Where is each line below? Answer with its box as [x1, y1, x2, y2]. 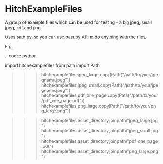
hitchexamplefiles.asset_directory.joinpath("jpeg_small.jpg [41, 128, 158, 133]
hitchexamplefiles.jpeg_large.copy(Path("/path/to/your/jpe [41, 72, 158, 77]
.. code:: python [5, 53, 37, 59]
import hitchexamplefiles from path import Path [5, 62, 100, 68]
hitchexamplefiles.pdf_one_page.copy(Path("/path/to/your [41, 92, 158, 98]
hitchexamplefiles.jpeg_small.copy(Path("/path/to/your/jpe [41, 82, 159, 88]
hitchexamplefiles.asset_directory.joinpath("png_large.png [41, 148, 158, 154]
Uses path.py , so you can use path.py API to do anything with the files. [5, 34, 147, 40]
